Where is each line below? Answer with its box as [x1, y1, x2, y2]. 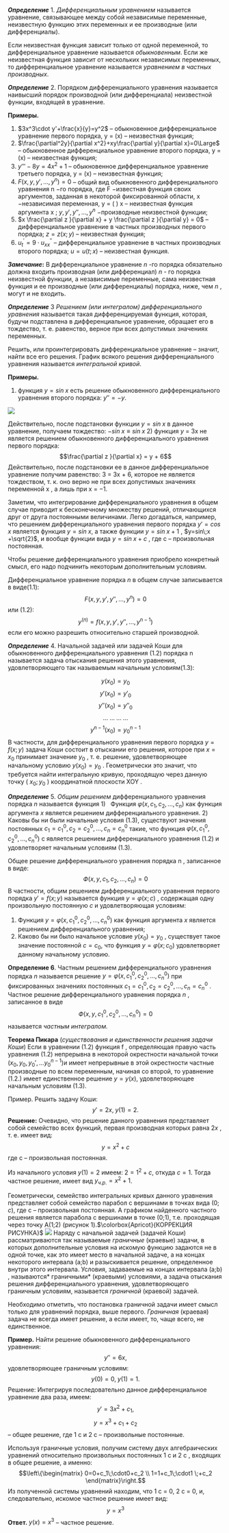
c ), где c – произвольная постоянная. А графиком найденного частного [8, 1206, 217, 1214]
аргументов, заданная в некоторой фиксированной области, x [17, 192, 200, 201]
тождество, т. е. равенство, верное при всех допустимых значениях [8, 325, 208, 333]
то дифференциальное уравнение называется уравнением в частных [8, 63, 211, 71]
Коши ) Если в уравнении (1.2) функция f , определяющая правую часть [8, 1042, 216, 1051]
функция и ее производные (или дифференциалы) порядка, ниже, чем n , [8, 282, 222, 291]
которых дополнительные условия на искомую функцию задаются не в [8, 1244, 217, 1252]
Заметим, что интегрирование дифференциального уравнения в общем [8, 498, 218, 507]
